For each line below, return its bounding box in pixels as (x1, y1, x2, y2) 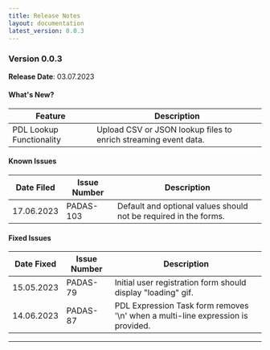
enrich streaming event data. (96, 134, 205, 145)
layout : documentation (8, 19, 84, 27)
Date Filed (15, 182, 55, 193)
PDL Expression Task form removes (114, 300, 249, 311)
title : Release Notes (8, 11, 81, 20)
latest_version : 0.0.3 (8, 27, 84, 35)
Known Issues (8, 156, 57, 166)
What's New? (8, 90, 55, 100)
